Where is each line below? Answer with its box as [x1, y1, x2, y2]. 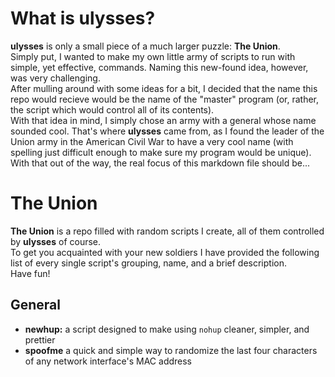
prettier [24, 333, 56, 346]
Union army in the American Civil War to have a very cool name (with [10, 135, 294, 147]
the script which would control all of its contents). [10, 103, 215, 116]
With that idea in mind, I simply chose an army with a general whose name [10, 114, 317, 126]
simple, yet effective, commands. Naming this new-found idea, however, [10, 61, 309, 73]
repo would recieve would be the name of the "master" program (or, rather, [10, 93, 320, 105]
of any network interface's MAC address [24, 355, 193, 367]
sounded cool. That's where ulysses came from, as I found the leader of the [10, 125, 325, 137]
